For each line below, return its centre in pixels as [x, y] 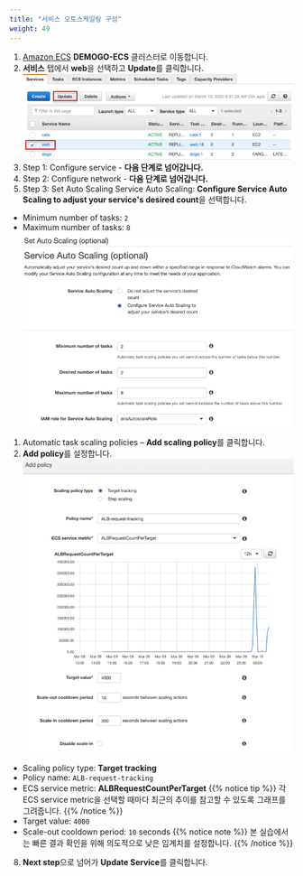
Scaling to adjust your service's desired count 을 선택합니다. [134, 200]
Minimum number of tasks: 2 [75, 218]
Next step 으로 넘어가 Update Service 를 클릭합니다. [115, 862]
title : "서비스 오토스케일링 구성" [66, 19]
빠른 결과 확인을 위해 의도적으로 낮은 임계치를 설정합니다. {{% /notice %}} [163, 843]
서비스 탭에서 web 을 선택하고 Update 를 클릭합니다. [113, 68]
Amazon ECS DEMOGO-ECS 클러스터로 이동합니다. [115, 56]
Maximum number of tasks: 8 [76, 228]
